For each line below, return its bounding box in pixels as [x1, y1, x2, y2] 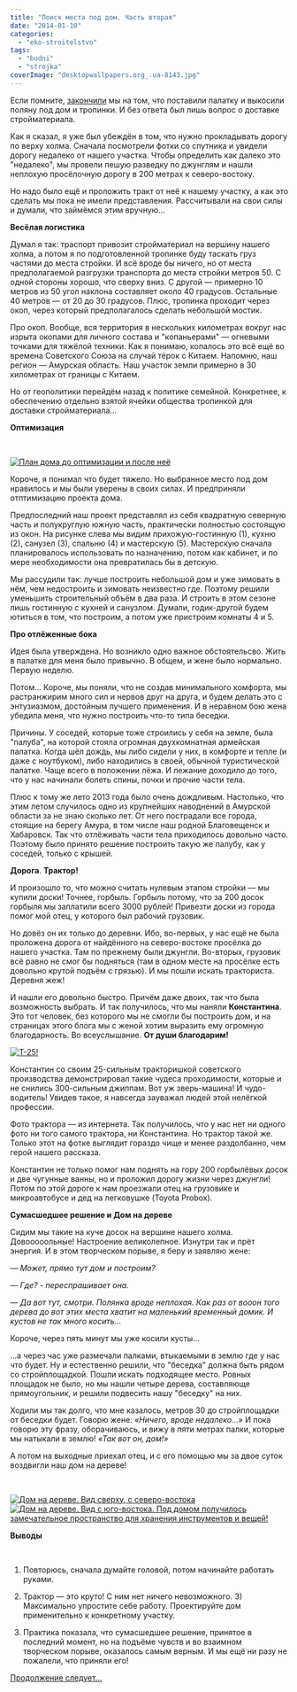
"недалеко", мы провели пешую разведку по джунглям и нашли [10, 159, 253, 169]
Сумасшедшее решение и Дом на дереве [10, 1209, 173, 1220]
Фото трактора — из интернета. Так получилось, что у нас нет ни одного [10, 1118, 286, 1129]
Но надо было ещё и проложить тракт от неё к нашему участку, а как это [10, 185, 289, 196]
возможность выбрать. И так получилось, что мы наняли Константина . [10, 1001, 282, 1012]
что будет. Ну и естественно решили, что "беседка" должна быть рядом [10, 1359, 285, 1370]
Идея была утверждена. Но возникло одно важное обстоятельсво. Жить [10, 646, 286, 656]
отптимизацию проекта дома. [10, 493, 123, 503]
